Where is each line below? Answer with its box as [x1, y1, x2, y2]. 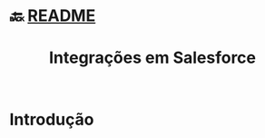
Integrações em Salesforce [48, 47, 257, 68]
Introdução [9, 110, 94, 130]
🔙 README [9, 5, 96, 26]
